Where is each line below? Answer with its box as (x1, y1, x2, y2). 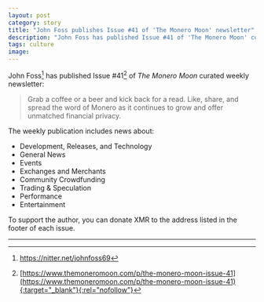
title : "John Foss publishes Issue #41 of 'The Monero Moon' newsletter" (8, 26, 255, 34)
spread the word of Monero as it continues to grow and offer (27, 103, 224, 112)
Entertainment (19, 199, 66, 209)
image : (8, 48, 30, 56)
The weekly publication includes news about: (8, 126, 155, 136)
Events (19, 158, 42, 167)
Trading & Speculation (19, 183, 92, 192)
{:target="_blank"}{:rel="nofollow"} (19, 285, 134, 294)
